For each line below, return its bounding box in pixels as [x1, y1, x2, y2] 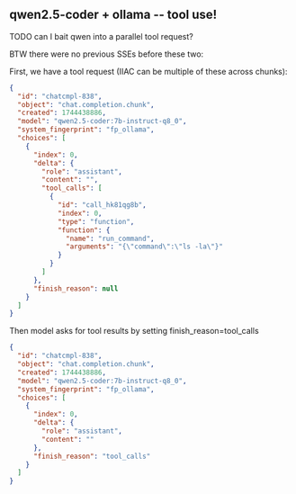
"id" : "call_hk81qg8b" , [57, 201, 147, 210]
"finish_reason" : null [32, 283, 119, 293]
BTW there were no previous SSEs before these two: [9, 49, 204, 59]
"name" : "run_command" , [66, 234, 155, 243]
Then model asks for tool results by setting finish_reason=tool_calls [9, 326, 259, 337]
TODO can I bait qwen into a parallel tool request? [9, 31, 193, 41]
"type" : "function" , [57, 217, 135, 226]
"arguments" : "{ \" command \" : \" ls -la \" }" [66, 242, 223, 251]
